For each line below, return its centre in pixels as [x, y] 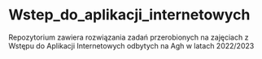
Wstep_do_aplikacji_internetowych [129, 15]
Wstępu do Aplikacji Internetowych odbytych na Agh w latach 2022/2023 [131, 45]
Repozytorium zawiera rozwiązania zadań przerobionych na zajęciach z [129, 37]
